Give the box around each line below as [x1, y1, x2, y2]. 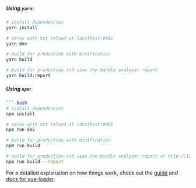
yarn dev [6, 41, 27, 47]
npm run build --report [6, 158, 64, 165]
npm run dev [6, 127, 35, 133]
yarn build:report [6, 73, 51, 79]
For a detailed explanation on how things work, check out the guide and [6, 169, 178, 176]
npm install [6, 111, 35, 117]
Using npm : [6, 85, 32, 92]
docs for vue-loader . [6, 175, 55, 182]
